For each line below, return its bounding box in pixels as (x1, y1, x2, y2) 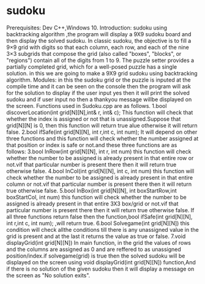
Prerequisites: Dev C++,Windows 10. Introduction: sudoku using (6, 24, 167, 31)
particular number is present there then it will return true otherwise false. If (6, 206, 195, 213)
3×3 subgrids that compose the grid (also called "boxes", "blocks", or (6, 50, 182, 57)
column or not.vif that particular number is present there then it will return (6, 180, 192, 188)
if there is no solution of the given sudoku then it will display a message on (6, 265, 195, 272)
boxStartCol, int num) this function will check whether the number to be (6, 193, 187, 201)
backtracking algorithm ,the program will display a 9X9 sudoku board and (6, 30, 192, 37)
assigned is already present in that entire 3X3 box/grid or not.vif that (6, 200, 179, 207)
